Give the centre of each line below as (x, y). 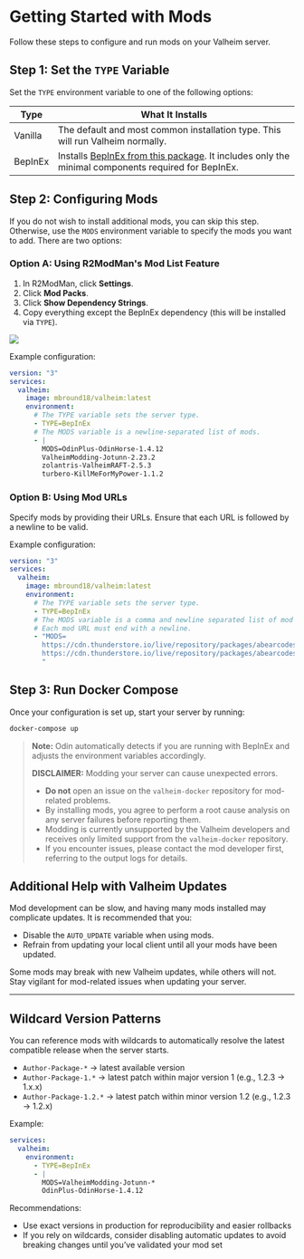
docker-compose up (44, 728)
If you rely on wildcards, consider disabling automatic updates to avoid (154, 1235)
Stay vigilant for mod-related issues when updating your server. (128, 982)
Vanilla (28, 135)
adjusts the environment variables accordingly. (119, 755)
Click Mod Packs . (55, 293)
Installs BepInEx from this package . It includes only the (174, 156)
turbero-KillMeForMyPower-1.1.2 (103, 474)
